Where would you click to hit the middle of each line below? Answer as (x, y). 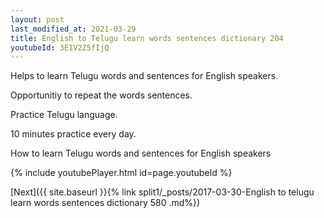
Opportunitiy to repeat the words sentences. (101, 95)
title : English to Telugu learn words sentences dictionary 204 (147, 38)
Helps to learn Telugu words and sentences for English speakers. (144, 76)
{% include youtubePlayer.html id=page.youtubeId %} (121, 173)
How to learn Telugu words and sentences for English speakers (141, 153)
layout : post (37, 19)
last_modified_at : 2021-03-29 (73, 29)
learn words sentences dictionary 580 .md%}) (105, 203)
